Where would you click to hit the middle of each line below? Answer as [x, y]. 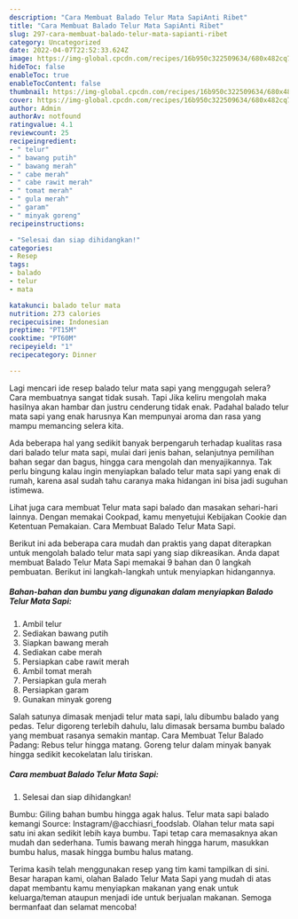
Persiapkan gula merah [64, 680]
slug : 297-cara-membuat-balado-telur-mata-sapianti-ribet [118, 34]
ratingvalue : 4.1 [41, 125]
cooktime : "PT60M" [43, 338]
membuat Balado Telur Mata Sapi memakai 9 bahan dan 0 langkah [130, 562]
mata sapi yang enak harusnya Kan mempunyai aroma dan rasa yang [135, 416]
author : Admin [35, 108]
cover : [21, 100]
